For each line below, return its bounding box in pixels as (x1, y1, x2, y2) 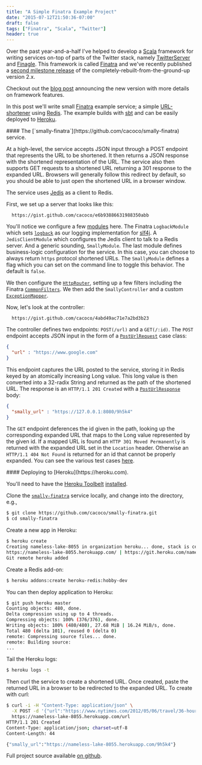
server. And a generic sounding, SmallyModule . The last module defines (6, 242, 182, 250)
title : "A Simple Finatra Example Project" (6, 8, 117, 15)
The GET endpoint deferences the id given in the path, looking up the (6, 425, 176, 432)
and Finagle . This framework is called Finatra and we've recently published (6, 61, 192, 68)
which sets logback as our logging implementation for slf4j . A (6, 229, 158, 236)
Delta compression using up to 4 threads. (6, 611, 114, 617)
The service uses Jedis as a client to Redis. (6, 189, 114, 196)
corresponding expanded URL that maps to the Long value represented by (6, 431, 191, 439)
